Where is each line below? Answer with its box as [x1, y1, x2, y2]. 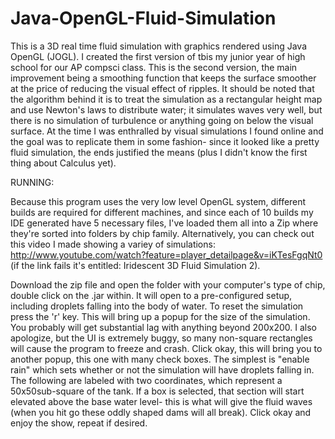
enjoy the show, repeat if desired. [10, 417, 148, 429]
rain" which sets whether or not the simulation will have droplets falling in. [10, 363, 315, 376]
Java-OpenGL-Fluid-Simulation [10, 7, 277, 30]
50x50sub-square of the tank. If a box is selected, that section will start [10, 385, 305, 397]
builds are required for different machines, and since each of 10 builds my [10, 206, 314, 218]
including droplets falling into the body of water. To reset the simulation [10, 300, 304, 312]
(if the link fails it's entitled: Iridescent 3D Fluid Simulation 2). [10, 259, 261, 271]
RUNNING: [10, 176, 55, 188]
